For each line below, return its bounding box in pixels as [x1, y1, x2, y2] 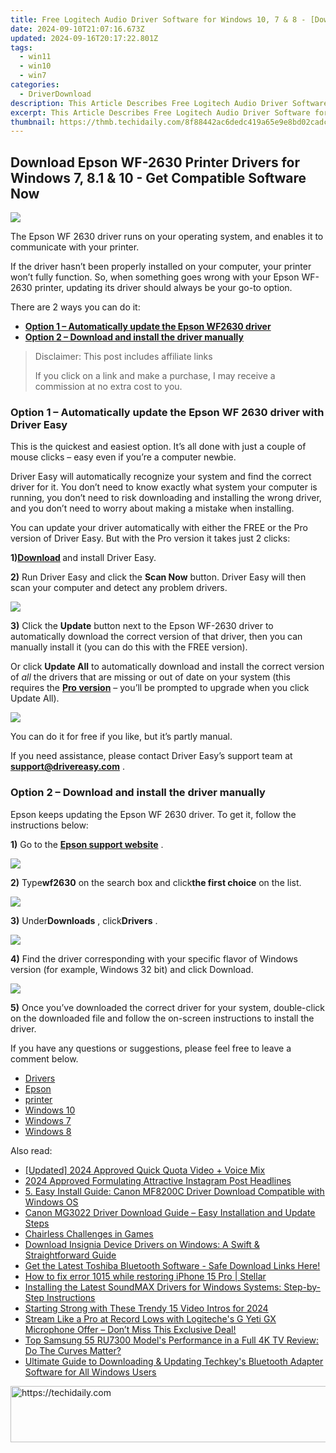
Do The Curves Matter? [24, 1344, 122, 1356]
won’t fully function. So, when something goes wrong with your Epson [10, 271, 300, 283]
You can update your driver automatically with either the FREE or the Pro [10, 522, 308, 534]
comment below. [10, 1052, 79, 1065]
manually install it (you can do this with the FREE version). [10, 641, 248, 653]
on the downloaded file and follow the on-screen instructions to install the [10, 1012, 315, 1024]
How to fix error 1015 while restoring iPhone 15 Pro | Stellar [24, 1270, 267, 1282]
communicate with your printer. [10, 241, 140, 253]
